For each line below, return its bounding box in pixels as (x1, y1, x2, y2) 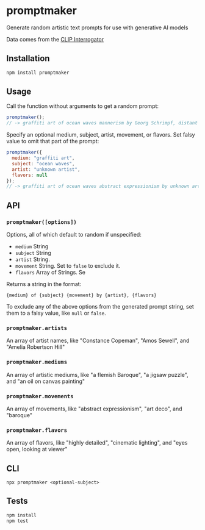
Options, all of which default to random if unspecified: (6, 231, 142, 238)
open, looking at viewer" (6, 446, 68, 453)
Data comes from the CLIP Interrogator (6, 35, 104, 43)
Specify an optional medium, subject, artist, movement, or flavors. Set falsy (6, 131, 195, 138)
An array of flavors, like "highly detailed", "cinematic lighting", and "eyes (6, 439, 188, 446)
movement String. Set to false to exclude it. (15, 262, 121, 269)
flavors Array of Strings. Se (15, 269, 85, 276)
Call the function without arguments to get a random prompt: (6, 102, 159, 110)
